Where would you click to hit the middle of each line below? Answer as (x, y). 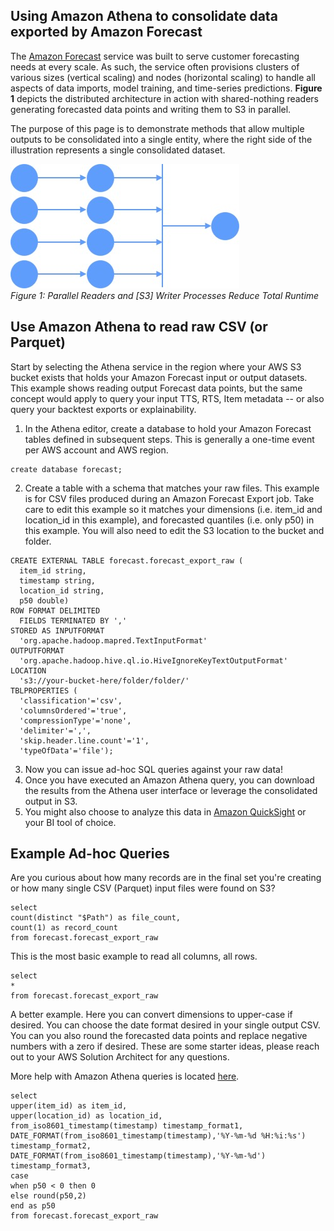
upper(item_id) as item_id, (69, 1106)
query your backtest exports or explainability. (103, 409)
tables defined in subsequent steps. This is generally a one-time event (169, 439)
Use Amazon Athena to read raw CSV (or (139, 327)
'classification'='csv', (71, 700)
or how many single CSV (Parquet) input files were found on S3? (143, 888)
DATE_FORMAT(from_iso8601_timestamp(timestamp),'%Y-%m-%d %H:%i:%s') (158, 1136)
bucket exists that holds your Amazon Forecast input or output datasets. (159, 377)
